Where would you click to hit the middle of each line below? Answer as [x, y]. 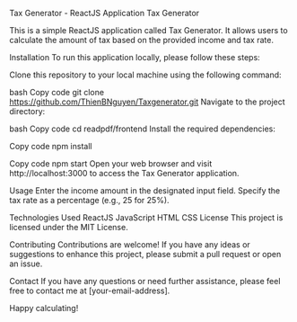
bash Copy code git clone [57, 92]
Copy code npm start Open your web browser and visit [111, 164]
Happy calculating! [44, 308]
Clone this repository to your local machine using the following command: [145, 75]
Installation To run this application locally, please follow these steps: [135, 57]
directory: [27, 111]
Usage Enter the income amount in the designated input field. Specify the [145, 191]
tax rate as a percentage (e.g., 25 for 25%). [89, 200]
